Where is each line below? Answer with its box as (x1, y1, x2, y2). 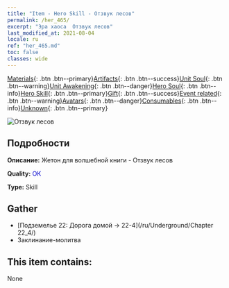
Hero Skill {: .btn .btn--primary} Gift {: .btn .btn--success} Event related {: (20, 89, 222, 97)
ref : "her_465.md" (7, 42, 60, 49)
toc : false (7, 49, 39, 56)
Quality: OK (7, 169, 42, 178)
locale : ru (7, 36, 39, 43)
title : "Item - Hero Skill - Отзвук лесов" (7, 10, 135, 17)
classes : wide (7, 56, 49, 62)
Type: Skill (7, 183, 38, 191)
